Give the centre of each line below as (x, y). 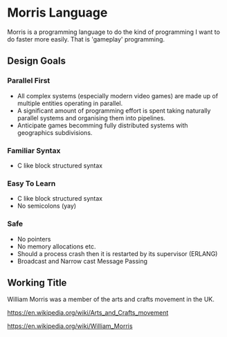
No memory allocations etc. (56, 246)
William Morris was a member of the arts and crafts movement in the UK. (111, 300)
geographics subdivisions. (55, 132)
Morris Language (57, 13)
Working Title (37, 283)
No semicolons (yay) (47, 206)
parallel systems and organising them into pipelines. (91, 118)
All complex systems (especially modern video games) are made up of (118, 95)
